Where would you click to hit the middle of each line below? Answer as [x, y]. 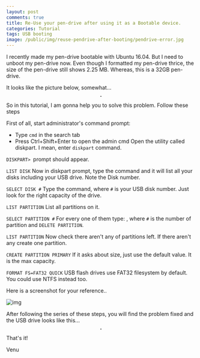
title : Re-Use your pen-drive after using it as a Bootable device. [94, 23]
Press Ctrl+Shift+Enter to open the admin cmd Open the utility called [100, 141]
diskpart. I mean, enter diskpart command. [68, 147]
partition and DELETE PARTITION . [45, 225]
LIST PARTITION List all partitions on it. [53, 207]
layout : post [23, 12]
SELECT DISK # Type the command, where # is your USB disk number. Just [98, 189]
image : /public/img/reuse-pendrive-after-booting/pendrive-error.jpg [95, 40]
